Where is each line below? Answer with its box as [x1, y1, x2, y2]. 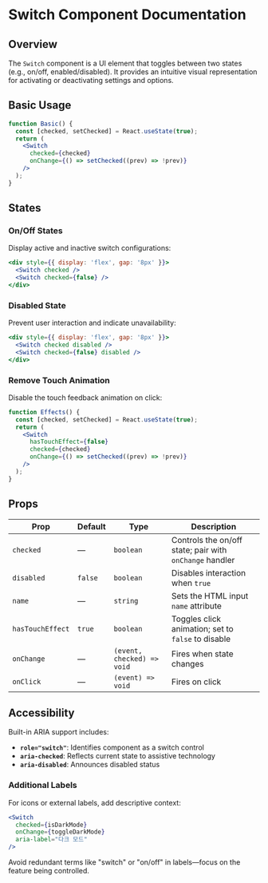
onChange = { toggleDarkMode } [15, 828, 105, 836]
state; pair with [171, 544, 227, 556]
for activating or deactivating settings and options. [8, 76, 174, 85]
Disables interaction [171, 567, 246, 578]
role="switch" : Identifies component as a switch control [19, 742, 205, 752]
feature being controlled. [8, 866, 90, 876]
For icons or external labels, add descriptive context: [8, 798, 181, 807]
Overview [8, 38, 58, 51]
